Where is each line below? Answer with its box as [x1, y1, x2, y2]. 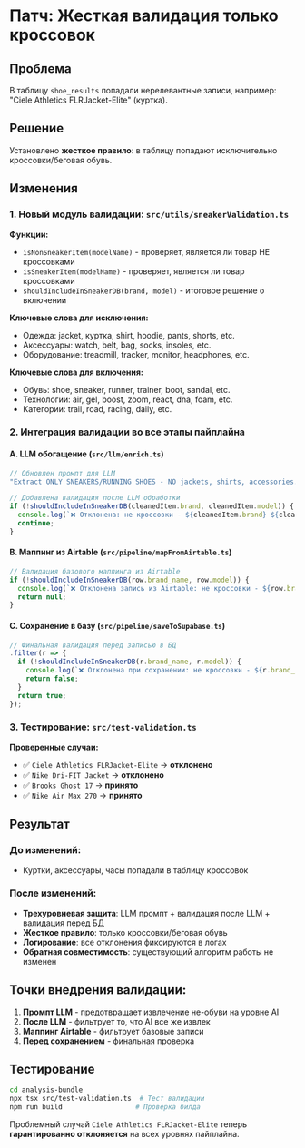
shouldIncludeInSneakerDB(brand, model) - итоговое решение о [22, 285, 265, 296]
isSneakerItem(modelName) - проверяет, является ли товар [22, 265, 245, 277]
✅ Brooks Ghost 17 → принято [22, 780, 139, 790]
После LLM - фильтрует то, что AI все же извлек [22, 1016, 211, 1026]
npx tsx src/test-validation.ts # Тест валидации [9, 1094, 205, 1104]
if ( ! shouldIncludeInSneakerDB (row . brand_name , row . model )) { [9, 575, 250, 584]
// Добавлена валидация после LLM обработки [9, 494, 181, 503]
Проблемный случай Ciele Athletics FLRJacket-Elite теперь [9, 1119, 248, 1130]
